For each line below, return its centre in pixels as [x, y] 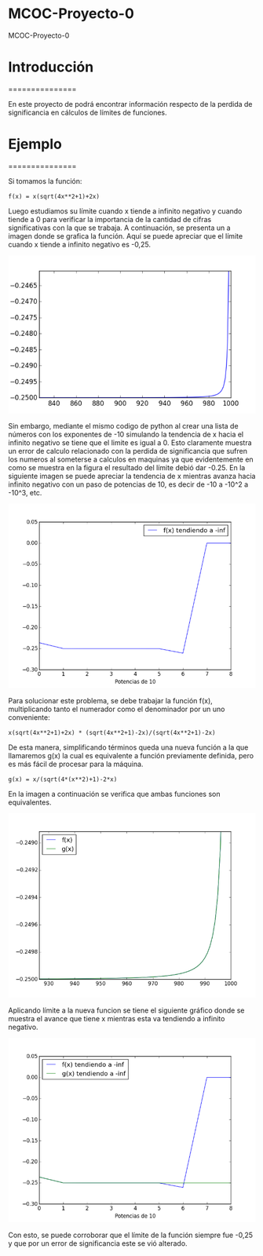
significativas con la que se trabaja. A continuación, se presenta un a [119, 228]
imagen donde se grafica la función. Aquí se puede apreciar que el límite [126, 235]
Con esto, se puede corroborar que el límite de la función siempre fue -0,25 [131, 1235]
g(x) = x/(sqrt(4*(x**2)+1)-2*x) [63, 780]
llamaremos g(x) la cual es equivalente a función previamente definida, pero [131, 756]
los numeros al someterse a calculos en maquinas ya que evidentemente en [131, 459]
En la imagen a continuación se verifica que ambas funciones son [114, 794]
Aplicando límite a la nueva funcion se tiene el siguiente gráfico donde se [126, 1010]
